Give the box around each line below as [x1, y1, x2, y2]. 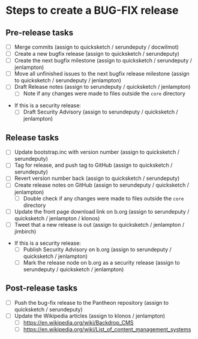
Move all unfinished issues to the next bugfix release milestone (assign [14, 70, 190, 77]
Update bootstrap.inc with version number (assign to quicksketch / [14, 148, 179, 156]
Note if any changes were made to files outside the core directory [23, 90, 185, 97]
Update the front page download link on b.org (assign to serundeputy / [14, 208, 190, 215]
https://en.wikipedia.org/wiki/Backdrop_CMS [23, 319, 134, 326]
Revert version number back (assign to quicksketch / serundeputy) [14, 175, 180, 182]
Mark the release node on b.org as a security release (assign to [23, 259, 181, 266]
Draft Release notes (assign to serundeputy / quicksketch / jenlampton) [14, 83, 191, 91]
